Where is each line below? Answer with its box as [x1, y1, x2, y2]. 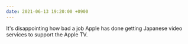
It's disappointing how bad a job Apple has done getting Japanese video [6, 25, 183, 32]
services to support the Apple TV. [6, 31, 88, 38]
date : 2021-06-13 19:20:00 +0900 [6, 8, 89, 15]
